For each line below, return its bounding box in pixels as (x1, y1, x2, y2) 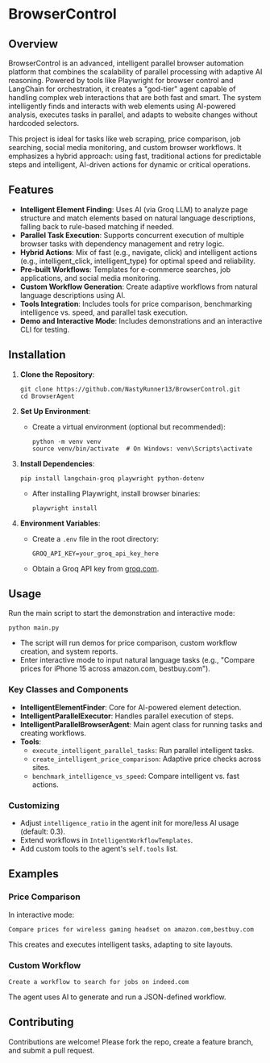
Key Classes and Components (8, 684, 129, 695)
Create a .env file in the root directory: (31, 534, 160, 543)
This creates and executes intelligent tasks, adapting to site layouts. (8, 940, 234, 949)
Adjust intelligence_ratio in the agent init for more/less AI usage (19, 818, 239, 828)
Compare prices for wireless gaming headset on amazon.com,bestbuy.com (8, 925, 254, 933)
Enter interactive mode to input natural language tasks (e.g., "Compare (19, 655, 255, 665)
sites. (31, 762, 51, 772)
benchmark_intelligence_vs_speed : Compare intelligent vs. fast (31, 771, 240, 781)
